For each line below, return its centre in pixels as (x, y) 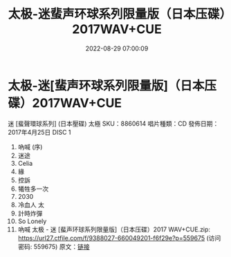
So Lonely (32, 221)
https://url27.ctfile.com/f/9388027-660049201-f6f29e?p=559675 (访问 (119, 238)
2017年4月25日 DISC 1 (39, 132)
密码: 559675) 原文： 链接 (54, 247)
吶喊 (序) (30, 146)
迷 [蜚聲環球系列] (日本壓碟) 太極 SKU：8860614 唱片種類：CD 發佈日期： (113, 123)
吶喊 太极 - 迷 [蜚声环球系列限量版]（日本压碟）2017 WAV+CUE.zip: (114, 229)
